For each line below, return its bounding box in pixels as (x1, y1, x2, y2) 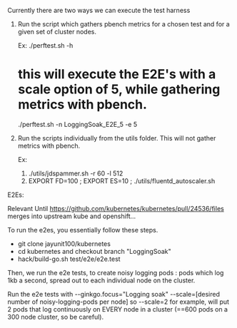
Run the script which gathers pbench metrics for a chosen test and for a (17, 20, 230, 28)
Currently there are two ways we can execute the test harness (7, 6, 191, 14)
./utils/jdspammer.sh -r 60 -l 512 (28, 169, 123, 178)
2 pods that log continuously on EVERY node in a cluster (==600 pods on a (7, 304, 228, 313)
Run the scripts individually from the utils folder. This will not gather (17, 133, 216, 142)
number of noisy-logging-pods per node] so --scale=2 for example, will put (7, 297, 230, 306)
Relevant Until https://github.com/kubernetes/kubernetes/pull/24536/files (7, 204, 225, 212)
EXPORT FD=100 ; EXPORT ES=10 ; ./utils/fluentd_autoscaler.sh (28, 176, 216, 185)
